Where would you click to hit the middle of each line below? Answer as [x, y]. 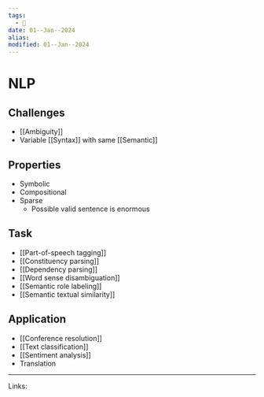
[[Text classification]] [54, 347]
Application [37, 319]
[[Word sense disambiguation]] [70, 277]
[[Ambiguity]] [41, 132]
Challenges [37, 112]
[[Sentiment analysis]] [55, 354]
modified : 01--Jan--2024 [49, 45]
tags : [17, 15]
